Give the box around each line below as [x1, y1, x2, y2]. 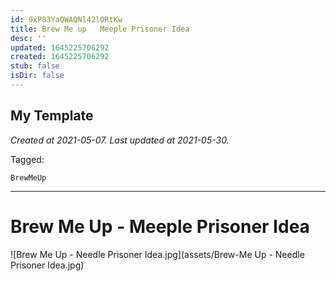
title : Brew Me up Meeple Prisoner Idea [10, 24, 190, 34]
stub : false [10, 61, 60, 71]
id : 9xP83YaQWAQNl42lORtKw [10, 14, 123, 25]
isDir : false [10, 71, 65, 81]
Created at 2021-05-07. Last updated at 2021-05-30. [10, 134, 230, 146]
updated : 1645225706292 [10, 42, 110, 53]
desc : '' [10, 33, 47, 43]
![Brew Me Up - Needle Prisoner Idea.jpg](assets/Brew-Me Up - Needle [10, 248, 305, 260]
